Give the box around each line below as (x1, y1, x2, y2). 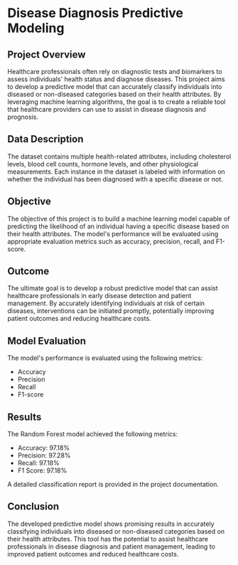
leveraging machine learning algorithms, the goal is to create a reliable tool (7, 97, 226, 106)
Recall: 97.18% (17, 459, 60, 468)
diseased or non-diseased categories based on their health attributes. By (7, 90, 222, 98)
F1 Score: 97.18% (17, 466, 67, 475)
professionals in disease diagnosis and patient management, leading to (7, 542, 215, 551)
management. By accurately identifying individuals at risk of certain (7, 299, 205, 307)
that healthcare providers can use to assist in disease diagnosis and (7, 105, 206, 113)
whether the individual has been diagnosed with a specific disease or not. (7, 174, 224, 183)
